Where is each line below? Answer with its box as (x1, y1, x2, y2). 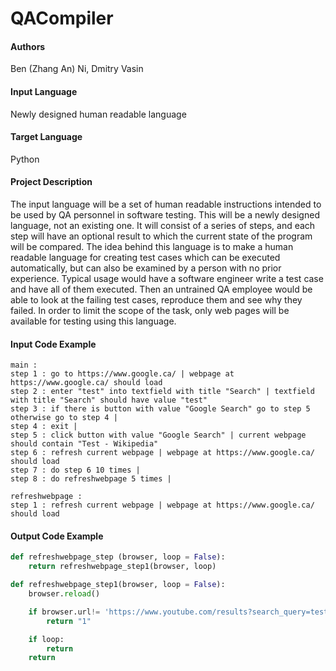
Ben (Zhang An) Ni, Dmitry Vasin (10, 63, 144, 75)
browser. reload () (28, 589, 101, 599)
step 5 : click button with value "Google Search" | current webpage (10, 430, 307, 441)
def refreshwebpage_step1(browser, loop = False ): (10, 580, 226, 590)
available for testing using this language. (10, 315, 177, 327)
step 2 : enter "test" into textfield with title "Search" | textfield (10, 387, 315, 397)
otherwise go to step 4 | (10, 413, 118, 423)
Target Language (10, 131, 83, 143)
